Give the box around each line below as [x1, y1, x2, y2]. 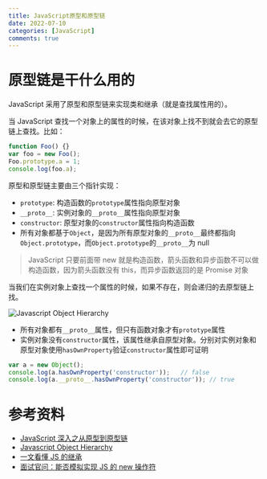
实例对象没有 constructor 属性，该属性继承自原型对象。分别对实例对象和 [19, 334, 257, 344]
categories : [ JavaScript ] [8, 27, 95, 35]
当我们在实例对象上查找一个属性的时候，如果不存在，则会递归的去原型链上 [8, 282, 254, 292]
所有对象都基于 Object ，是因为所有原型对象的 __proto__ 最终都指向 [19, 227, 237, 237]
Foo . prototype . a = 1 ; [8, 158, 81, 166]
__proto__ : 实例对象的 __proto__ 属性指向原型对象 [19, 207, 180, 217]
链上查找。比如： [8, 126, 65, 137]
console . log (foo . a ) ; [8, 165, 78, 173]
